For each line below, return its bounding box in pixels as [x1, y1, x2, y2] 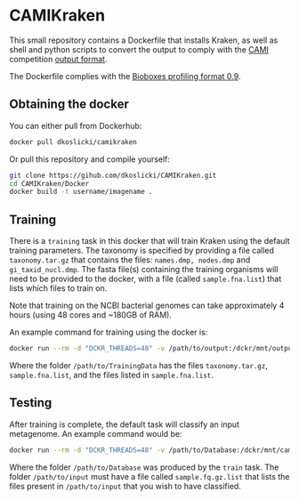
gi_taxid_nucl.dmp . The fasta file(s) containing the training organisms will [9, 264, 279, 275]
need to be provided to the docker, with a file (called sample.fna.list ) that [9, 273, 282, 285]
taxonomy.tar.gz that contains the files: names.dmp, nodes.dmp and [9, 254, 251, 265]
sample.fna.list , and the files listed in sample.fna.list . [9, 369, 214, 380]
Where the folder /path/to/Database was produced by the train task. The [9, 462, 279, 472]
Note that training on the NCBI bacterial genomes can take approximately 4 [9, 300, 285, 311]
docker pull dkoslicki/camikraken [9, 137, 138, 147]
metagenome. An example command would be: [9, 428, 182, 439]
